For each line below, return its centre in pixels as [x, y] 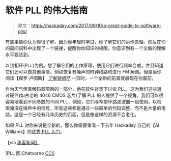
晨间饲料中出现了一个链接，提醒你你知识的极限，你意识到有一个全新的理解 [88, 48]
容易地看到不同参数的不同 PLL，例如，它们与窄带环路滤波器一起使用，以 [81, 101]
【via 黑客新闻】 [22, 142]
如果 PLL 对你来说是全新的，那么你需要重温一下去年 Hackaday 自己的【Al [82, 125]
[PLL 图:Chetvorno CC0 [30, 153]
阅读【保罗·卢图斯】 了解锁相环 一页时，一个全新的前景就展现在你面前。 [81, 78]
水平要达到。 [19, 55]
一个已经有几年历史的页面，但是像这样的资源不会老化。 [81, 114]
